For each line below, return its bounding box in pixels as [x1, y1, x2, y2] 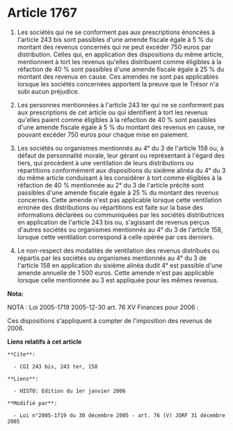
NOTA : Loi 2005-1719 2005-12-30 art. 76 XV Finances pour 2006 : [7, 303, 199, 311]
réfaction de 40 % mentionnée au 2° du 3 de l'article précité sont [17, 181, 204, 189]
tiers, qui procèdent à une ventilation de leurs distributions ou [17, 158, 194, 167]
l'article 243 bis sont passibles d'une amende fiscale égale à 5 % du [17, 35, 214, 43]
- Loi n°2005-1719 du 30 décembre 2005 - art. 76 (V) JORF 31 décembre [13, 411, 226, 419]
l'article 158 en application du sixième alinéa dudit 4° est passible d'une [17, 261, 223, 269]
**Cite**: [7, 351, 36, 358]
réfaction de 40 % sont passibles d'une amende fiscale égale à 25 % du [17, 65, 225, 73]
